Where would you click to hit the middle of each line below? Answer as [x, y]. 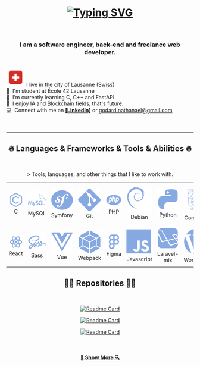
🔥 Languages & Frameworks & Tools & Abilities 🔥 [100, 148]
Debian [139, 217]
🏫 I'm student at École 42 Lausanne [51, 91]
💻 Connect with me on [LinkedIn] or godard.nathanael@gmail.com [89, 111]
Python [168, 215]
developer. [100, 52]
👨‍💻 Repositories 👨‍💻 [100, 283]
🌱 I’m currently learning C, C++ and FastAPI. [61, 98]
